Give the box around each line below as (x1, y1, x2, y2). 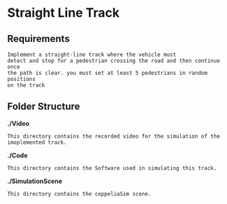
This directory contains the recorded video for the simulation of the (7, 133, 220, 140)
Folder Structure (7, 101, 80, 112)
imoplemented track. (7, 138, 68, 146)
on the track (7, 82, 45, 89)
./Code (7, 151, 28, 159)
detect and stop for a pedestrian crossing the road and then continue (7, 57, 220, 64)
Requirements (7, 33, 70, 45)
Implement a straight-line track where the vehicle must (7, 51, 177, 58)
